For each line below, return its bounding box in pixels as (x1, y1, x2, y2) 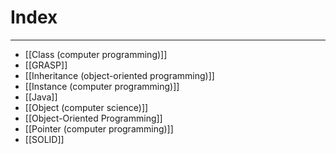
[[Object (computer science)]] (24, 101, 149, 113)
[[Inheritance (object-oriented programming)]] (24, 69, 215, 81)
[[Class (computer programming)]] (24, 48, 168, 60)
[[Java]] (24, 91, 58, 103)
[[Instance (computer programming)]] (24, 80, 180, 92)
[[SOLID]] (24, 133, 65, 145)
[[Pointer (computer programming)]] (24, 122, 174, 135)
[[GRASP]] (24, 59, 68, 71)
